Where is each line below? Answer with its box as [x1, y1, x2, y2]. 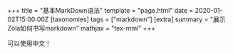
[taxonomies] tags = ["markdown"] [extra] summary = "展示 [50, 15, 226, 23]
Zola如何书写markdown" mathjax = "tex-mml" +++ [7, 24, 156, 32]
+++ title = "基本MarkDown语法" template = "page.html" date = [7, 6, 194, 14]
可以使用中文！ [7, 39, 51, 48]
